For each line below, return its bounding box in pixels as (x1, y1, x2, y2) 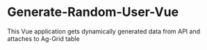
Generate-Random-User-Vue (7, 4, 179, 20)
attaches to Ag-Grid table (7, 34, 80, 42)
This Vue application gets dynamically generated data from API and (7, 27, 201, 35)
